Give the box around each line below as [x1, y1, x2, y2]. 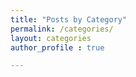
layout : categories [10, 33, 92, 43]
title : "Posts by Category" [10, 14, 128, 25]
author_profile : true [10, 42, 105, 53]
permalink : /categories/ [10, 24, 114, 34]
